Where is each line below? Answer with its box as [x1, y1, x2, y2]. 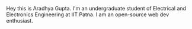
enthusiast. [6, 17, 34, 24]
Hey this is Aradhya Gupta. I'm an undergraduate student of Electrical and [6, 5, 187, 12]
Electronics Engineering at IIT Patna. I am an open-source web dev [6, 11, 169, 18]
